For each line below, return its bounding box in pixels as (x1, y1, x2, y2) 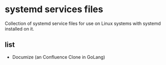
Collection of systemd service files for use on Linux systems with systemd (5, 20, 161, 26)
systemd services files (5, 4, 103, 15)
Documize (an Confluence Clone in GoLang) (12, 54, 105, 60)
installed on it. (5, 25, 34, 31)
